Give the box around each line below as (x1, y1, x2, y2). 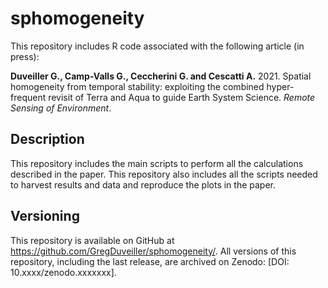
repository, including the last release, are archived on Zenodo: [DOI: (10, 255, 290, 267)
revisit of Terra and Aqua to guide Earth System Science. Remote (48, 91, 316, 103)
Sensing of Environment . (10, 102, 112, 114)
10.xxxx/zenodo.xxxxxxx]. (10, 266, 117, 278)
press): (10, 50, 40, 62)
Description (10, 131, 85, 148)
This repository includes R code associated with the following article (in (10, 40, 305, 52)
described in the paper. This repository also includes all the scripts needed (10, 168, 318, 180)
